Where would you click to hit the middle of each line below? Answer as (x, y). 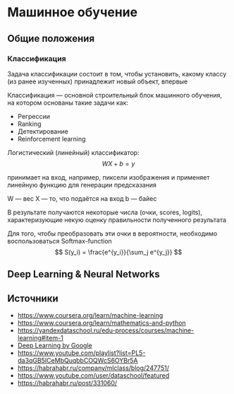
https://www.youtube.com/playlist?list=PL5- (81, 353)
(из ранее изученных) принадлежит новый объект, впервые (98, 81)
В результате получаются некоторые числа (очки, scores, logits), (105, 212)
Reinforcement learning (51, 139)
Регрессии (34, 116)
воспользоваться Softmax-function (60, 241)
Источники (33, 298)
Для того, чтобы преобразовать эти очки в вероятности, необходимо (112, 233)
